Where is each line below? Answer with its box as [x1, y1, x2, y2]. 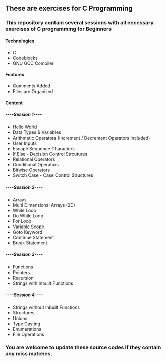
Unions [12, 315, 28, 322]
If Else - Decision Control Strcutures [12, 151, 87, 157]
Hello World [12, 124, 37, 130]
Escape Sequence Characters [12, 146, 75, 152]
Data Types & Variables [12, 129, 62, 135]
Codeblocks [12, 55, 38, 61]
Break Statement [12, 240, 48, 246]
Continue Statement [12, 235, 54, 241]
